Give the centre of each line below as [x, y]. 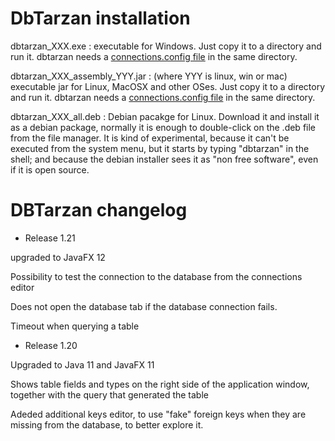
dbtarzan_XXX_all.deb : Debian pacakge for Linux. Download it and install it [165, 116]
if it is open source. [50, 169]
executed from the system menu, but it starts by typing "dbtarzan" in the [160, 148]
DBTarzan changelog [99, 210]
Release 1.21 [50, 238]
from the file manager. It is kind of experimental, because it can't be [150, 138]
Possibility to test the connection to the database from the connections [156, 276]
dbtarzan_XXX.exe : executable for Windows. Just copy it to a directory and [166, 46]
